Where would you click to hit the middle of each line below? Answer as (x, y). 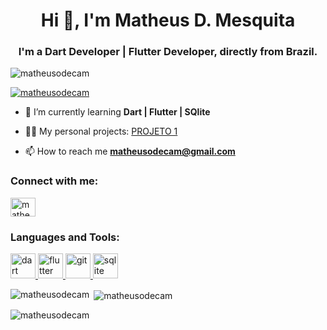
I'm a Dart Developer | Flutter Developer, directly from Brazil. (168, 52)
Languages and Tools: (65, 237)
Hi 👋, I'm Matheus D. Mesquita (168, 20)
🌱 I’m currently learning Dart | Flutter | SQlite (117, 112)
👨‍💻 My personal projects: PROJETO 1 (101, 131)
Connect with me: (54, 181)
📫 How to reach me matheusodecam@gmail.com (130, 151)
